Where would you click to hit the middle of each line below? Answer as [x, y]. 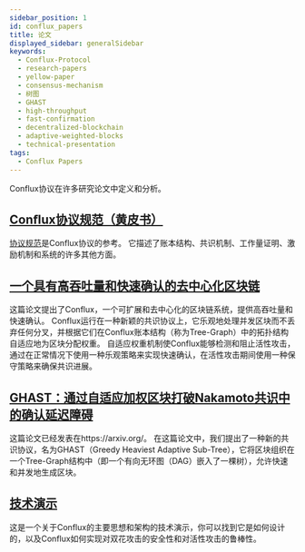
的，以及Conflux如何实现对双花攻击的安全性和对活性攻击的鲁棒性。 [135, 538]
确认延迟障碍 [57, 414]
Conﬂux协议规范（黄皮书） [86, 219]
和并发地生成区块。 [45, 472]
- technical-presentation [67, 144]
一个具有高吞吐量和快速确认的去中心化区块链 [135, 286]
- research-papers [53, 69]
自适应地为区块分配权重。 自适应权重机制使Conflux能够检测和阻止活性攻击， [152, 344]
